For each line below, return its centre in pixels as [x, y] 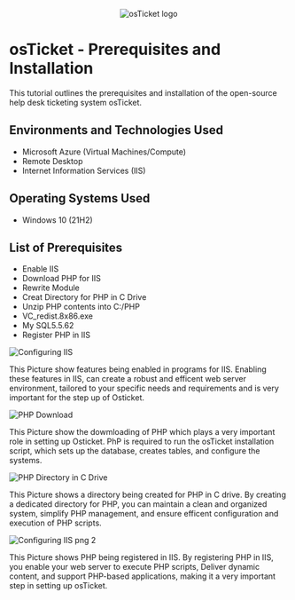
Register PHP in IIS [56, 335]
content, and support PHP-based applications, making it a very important [143, 576]
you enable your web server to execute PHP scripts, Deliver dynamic [134, 567]
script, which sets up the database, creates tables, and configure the [135, 451]
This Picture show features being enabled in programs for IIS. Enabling [138, 369]
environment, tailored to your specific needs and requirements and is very [144, 388]
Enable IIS [40, 269]
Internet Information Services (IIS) [84, 170]
